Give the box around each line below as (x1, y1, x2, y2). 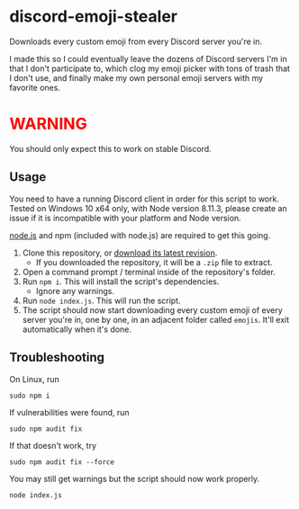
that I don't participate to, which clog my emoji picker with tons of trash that (9, 63, 291, 74)
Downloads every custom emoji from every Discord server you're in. (9, 36, 263, 47)
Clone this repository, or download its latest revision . (22, 247, 218, 258)
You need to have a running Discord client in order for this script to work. (9, 193, 279, 204)
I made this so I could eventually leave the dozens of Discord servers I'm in (9, 53, 287, 64)
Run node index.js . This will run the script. (22, 295, 182, 306)
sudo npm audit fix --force (9, 457, 115, 467)
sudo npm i (9, 391, 50, 400)
